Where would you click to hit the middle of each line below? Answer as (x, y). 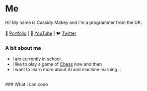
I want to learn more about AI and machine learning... (67, 70)
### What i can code (27, 85)
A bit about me (23, 48)
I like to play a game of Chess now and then (57, 64)
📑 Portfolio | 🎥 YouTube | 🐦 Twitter (41, 33)
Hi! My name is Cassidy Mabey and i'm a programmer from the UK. (74, 22)
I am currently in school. (37, 59)
